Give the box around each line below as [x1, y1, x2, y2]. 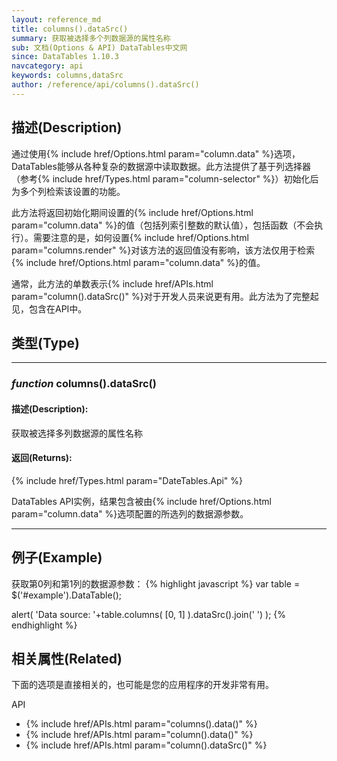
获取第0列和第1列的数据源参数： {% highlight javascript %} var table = [11, 577, 301, 590]
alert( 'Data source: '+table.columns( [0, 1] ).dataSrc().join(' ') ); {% [11, 608, 287, 620]
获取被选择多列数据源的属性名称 [11, 427, 143, 439]
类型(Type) [11, 334, 80, 351]
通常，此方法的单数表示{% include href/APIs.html [11, 277, 214, 290]
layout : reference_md [11, 14, 102, 25]
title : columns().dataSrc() [11, 24, 129, 34]
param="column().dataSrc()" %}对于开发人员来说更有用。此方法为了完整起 [11, 290, 319, 302]
